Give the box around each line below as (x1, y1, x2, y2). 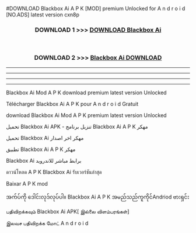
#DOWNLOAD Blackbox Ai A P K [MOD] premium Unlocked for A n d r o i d (6, 5, 185, 12)
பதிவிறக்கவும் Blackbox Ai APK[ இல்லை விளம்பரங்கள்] (6, 208, 129, 215)
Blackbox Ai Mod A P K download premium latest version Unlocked (6, 89, 167, 96)
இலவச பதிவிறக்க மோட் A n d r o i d (6, 220, 89, 227)
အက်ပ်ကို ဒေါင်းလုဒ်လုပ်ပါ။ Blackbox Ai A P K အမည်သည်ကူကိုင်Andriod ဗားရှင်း (6, 193, 190, 200)
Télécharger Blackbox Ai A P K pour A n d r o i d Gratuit (6, 100, 139, 107)
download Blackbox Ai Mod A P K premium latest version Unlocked (6, 111, 167, 119)
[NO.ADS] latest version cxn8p (6, 11, 80, 18)
